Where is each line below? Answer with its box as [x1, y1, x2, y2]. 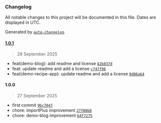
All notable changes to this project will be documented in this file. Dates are [5, 15, 157, 20]
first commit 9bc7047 [12, 102, 53, 108]
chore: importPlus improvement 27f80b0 [12, 107, 92, 113]
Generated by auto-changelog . [5, 29, 66, 35]
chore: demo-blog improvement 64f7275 [12, 112, 92, 118]
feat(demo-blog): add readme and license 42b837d [12, 60, 113, 66]
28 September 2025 [17, 51, 57, 57]
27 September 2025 [17, 92, 57, 98]
